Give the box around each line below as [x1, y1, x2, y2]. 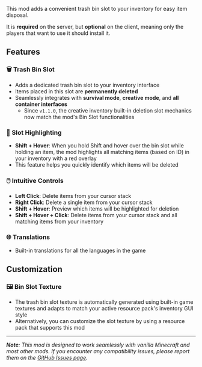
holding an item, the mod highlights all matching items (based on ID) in [14, 148, 190, 155]
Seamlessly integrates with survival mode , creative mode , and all [14, 94, 179, 101]
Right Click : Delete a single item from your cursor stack [14, 199, 153, 206]
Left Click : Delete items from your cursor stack [14, 193, 132, 200]
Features [6, 47, 40, 57]
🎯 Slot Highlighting [6, 128, 62, 137]
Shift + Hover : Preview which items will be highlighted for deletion [14, 205, 179, 212]
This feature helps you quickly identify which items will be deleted [14, 161, 179, 168]
